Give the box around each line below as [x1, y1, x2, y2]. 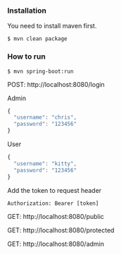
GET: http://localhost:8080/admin [7, 239, 104, 248]
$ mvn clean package [7, 35, 68, 42]
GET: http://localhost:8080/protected [7, 225, 115, 235]
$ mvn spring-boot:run [7, 68, 74, 75]
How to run [7, 52, 46, 61]
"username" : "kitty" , [13, 160, 77, 167]
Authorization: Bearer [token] [7, 200, 99, 207]
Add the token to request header [7, 186, 102, 194]
